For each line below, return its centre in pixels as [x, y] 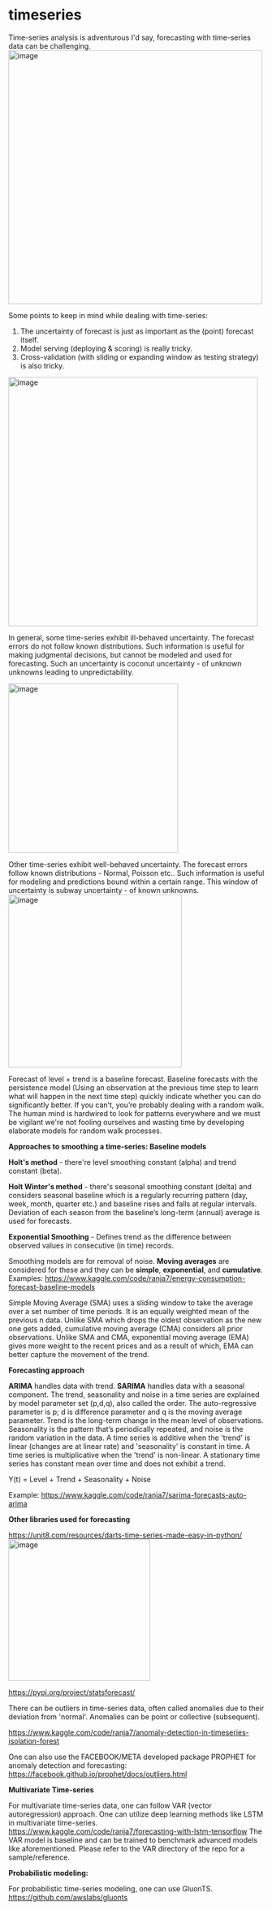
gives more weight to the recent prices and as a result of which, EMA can [131, 1346]
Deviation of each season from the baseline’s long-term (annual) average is [134, 1212]
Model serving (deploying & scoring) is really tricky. [106, 348]
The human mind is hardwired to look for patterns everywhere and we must [135, 1113]
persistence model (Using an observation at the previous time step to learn [134, 1087]
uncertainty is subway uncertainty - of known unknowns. [104, 890]
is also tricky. [42, 365]
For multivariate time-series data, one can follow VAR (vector [110, 1805]
